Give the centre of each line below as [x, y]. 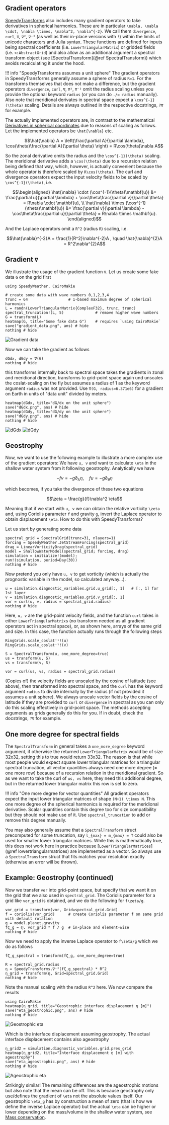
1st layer [16, 593]
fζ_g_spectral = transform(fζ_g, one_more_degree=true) [65, 955]
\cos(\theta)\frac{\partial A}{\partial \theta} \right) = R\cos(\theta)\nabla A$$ [84, 146]
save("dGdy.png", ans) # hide [37, 416]
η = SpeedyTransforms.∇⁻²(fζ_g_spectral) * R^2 [56, 969]
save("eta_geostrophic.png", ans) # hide [49, 1010]
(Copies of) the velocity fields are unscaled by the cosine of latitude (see [81, 681]
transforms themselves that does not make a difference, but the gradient [80, 84]
